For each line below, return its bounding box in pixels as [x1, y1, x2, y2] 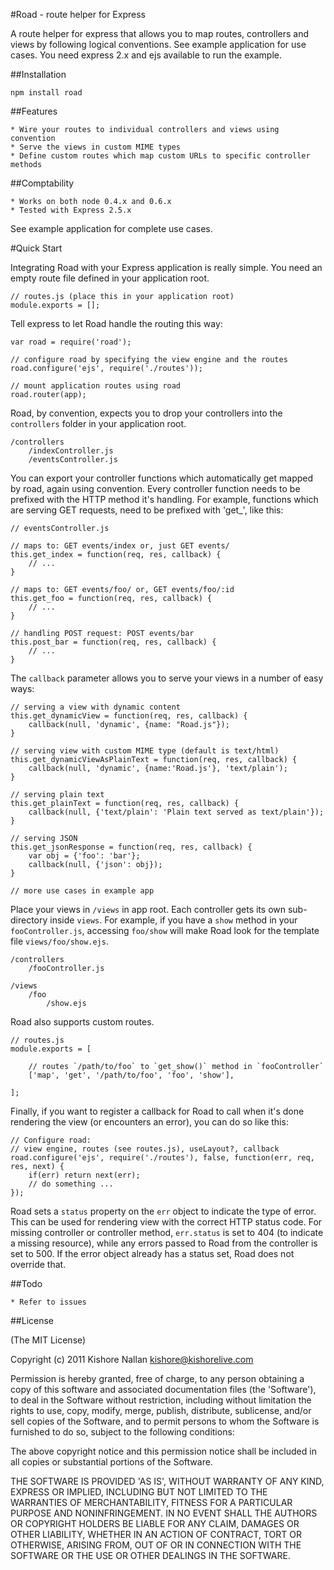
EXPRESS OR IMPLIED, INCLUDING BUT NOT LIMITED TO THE [10, 1486, 268, 1498]
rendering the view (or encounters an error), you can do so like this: [10, 1116, 289, 1128]
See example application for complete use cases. [10, 223, 213, 234]
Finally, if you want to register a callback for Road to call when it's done [10, 1105, 305, 1117]
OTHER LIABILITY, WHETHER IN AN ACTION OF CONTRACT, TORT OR [10, 1529, 302, 1540]
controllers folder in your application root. [10, 418, 187, 429]
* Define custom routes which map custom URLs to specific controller [10, 151, 311, 161]
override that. [10, 1259, 67, 1270]
